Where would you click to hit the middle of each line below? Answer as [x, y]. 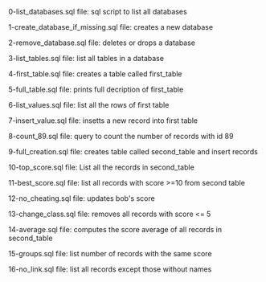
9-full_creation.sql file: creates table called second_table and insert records [133, 151]
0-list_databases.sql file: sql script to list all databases [98, 12]
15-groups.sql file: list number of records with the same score [110, 253]
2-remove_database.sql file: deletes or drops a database [102, 43]
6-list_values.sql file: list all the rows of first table [89, 105]
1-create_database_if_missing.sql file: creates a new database [111, 27]
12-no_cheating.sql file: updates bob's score [82, 198]
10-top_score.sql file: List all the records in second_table [101, 167]
